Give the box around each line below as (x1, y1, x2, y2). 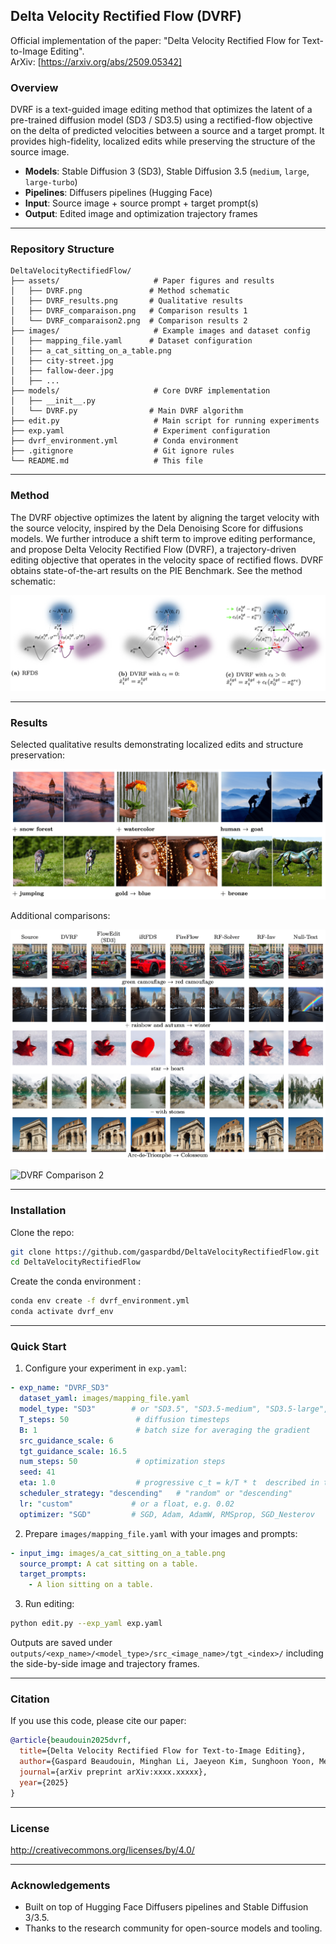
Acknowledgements (10, 1878, 111, 1892)
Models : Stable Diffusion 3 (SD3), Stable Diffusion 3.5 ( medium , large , (24, 165, 310, 178)
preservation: (10, 749, 66, 761)
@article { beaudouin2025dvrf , (10, 1735, 132, 1746)
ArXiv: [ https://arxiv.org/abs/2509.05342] (10, 55, 183, 68)
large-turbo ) (24, 176, 78, 188)
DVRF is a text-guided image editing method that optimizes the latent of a (10, 104, 313, 116)
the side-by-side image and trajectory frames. (10, 1658, 200, 1670)
